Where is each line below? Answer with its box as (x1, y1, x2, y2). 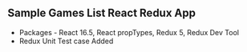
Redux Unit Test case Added (18, 36, 114, 46)
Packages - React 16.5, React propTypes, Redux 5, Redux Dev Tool (18, 27, 240, 37)
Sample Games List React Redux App (7, 6, 196, 20)
